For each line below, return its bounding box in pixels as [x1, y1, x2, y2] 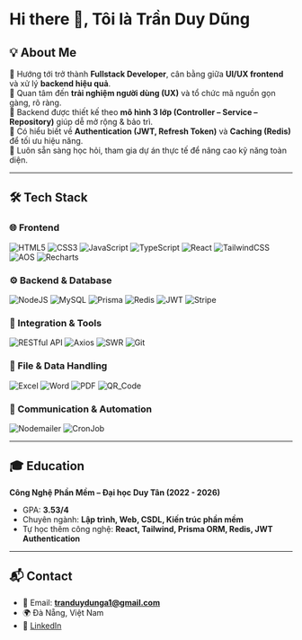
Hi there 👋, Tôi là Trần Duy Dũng [9, 9, 250, 30]
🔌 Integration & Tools [9, 316, 102, 329]
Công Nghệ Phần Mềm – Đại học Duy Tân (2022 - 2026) [9, 486, 221, 498]
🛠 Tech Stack [9, 190, 88, 206]
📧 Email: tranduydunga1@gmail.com [22, 597, 160, 608]
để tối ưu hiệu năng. [9, 136, 84, 146]
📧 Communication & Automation [9, 403, 153, 415]
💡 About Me [9, 45, 77, 60]
